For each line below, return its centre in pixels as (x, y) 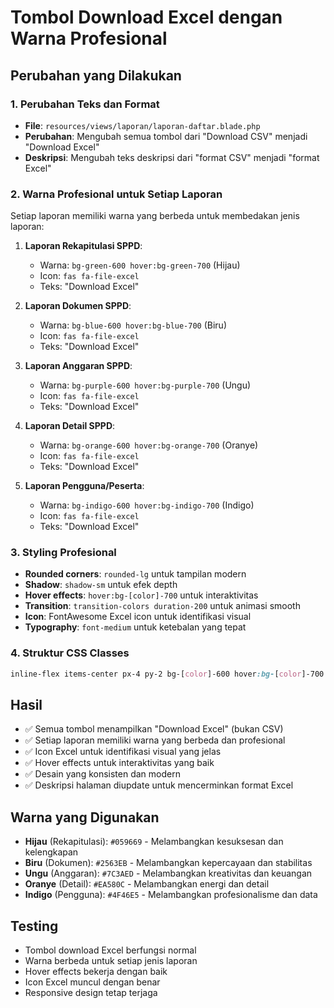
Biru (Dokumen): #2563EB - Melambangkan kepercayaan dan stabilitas (168, 863)
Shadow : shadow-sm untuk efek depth (101, 585)
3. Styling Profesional (63, 553)
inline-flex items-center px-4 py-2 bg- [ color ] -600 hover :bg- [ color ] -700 (167, 674)
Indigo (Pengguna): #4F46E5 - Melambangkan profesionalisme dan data (171, 895)
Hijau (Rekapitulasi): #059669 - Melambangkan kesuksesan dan (154, 842)
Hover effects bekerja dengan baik (96, 972)
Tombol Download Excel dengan (146, 17)
